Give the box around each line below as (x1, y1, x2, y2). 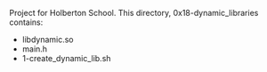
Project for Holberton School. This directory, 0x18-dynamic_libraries (9, 8, 259, 18)
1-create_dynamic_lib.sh (21, 53, 111, 63)
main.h (21, 44, 47, 54)
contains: (9, 17, 44, 28)
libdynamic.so (21, 35, 74, 44)
